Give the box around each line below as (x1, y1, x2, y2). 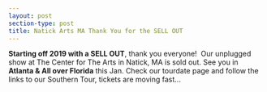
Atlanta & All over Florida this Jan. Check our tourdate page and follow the (8, 66, 259, 76)
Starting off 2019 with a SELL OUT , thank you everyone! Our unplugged (8, 49, 252, 59)
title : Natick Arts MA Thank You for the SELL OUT (8, 27, 183, 35)
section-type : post (8, 19, 75, 27)
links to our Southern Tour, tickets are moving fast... (8, 74, 181, 85)
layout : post (8, 11, 53, 20)
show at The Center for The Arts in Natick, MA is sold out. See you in (8, 57, 239, 67)
